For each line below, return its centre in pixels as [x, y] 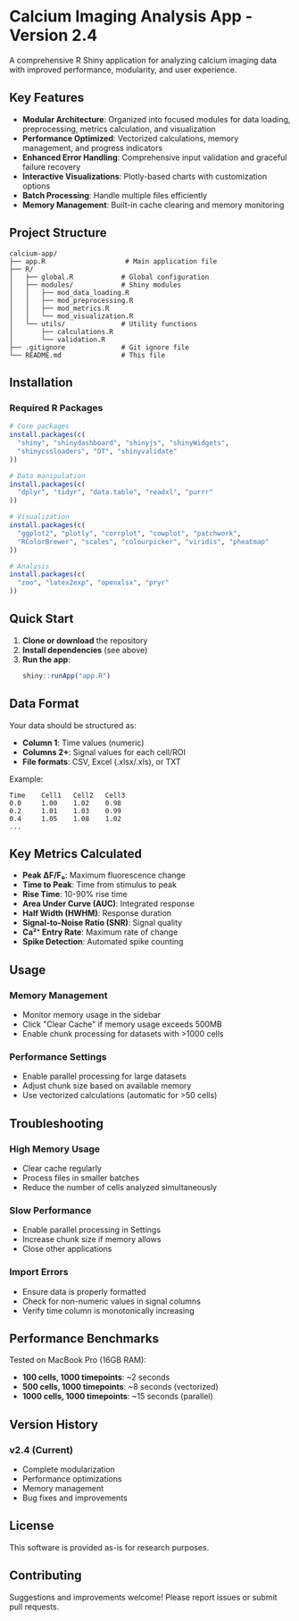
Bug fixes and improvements [75, 1498]
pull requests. [34, 1607]
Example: [26, 778]
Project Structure [58, 233]
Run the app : [46, 659]
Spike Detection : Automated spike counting [103, 942]
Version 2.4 [54, 35]
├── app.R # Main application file [113, 261]
